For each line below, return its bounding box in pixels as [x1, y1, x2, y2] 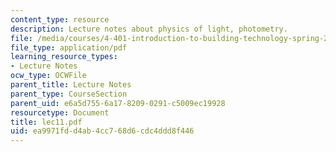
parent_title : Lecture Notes [10, 80, 132, 90]
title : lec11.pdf [10, 117, 83, 127]
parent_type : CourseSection [10, 89, 128, 99]
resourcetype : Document [10, 107, 110, 118]
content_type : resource [10, 14, 110, 25]
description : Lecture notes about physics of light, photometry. [10, 24, 288, 34]
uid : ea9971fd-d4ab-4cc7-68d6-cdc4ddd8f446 [10, 126, 195, 136]
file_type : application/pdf [10, 42, 128, 53]
